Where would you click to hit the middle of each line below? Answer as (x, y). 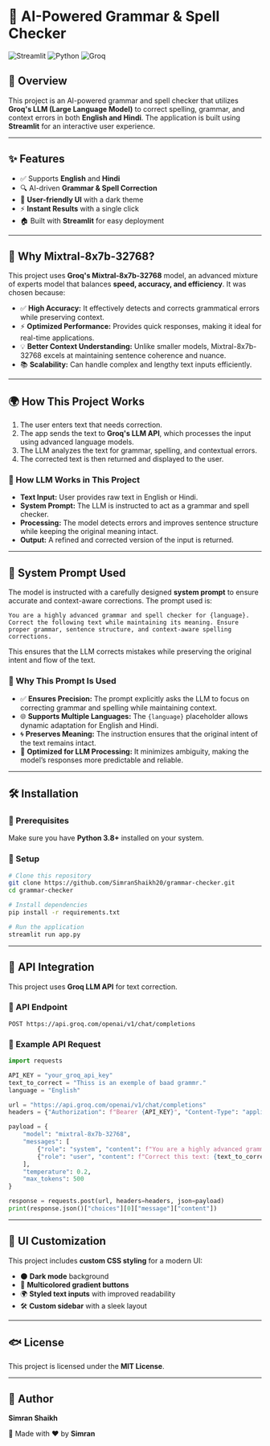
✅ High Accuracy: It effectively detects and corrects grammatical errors (139, 308)
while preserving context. (62, 318)
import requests (35, 1061)
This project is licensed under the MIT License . (86, 1366)
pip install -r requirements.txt (64, 913)
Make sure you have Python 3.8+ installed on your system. (106, 838)
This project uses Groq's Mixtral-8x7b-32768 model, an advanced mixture (133, 276)
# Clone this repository (50, 876)
